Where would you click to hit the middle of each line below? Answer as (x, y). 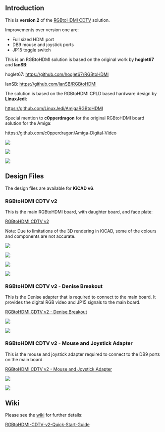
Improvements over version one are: (42, 30)
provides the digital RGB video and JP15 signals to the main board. (73, 302)
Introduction (25, 8)
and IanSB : (16, 64)
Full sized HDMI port (33, 39)
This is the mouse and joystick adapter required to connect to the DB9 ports (82, 354)
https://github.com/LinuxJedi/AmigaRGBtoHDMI (54, 108)
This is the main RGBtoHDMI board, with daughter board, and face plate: (79, 212)
